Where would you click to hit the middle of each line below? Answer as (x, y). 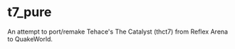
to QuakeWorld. (30, 38)
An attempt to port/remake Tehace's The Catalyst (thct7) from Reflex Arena (118, 31)
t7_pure (30, 12)
